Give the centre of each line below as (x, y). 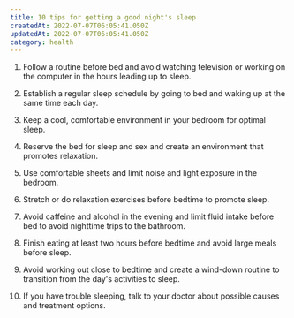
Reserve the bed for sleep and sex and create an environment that (143, 147)
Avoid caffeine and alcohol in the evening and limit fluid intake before (148, 216)
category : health (42, 42)
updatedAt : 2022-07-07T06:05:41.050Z (79, 34)
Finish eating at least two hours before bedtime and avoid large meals (150, 243)
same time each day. (60, 103)
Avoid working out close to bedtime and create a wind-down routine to (151, 269)
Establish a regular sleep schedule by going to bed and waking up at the (154, 94)
